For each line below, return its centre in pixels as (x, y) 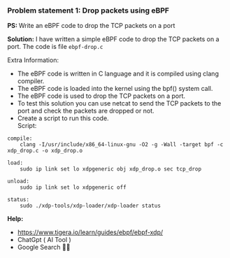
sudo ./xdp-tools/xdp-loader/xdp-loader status (90, 206)
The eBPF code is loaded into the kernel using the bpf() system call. (115, 89)
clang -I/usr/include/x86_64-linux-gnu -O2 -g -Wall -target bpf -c (122, 145)
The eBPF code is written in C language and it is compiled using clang (118, 74)
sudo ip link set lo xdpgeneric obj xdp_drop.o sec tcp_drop (110, 169)
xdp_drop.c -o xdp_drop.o (45, 151)
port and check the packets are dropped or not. (86, 111)
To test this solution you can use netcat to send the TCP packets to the (119, 103)
